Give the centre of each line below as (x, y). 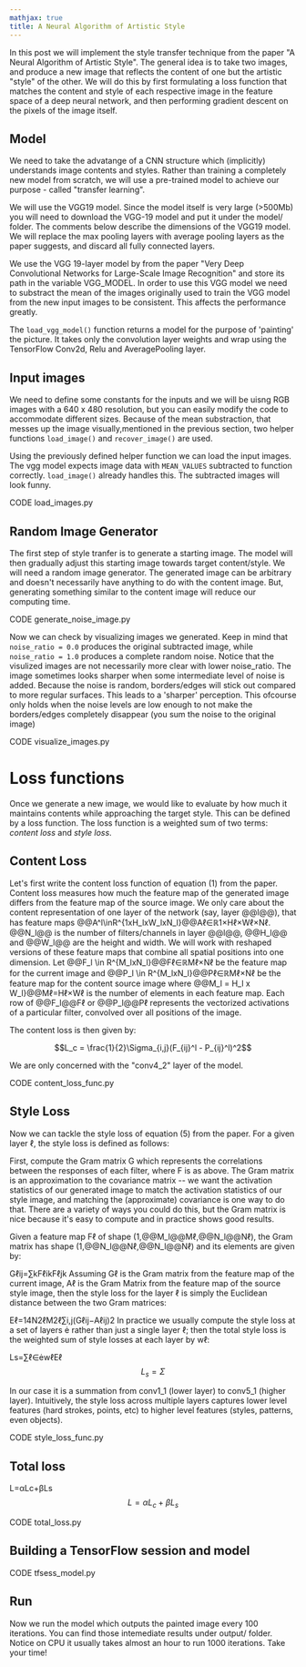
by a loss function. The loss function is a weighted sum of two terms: (139, 823)
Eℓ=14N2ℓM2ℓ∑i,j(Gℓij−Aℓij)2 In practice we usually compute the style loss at (153, 1320)
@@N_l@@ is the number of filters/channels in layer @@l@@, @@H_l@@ (148, 932)
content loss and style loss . (61, 832)
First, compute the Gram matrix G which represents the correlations (136, 1161)
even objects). (36, 1420)
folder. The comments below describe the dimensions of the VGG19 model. (150, 227)
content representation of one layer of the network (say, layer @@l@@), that (153, 912)
